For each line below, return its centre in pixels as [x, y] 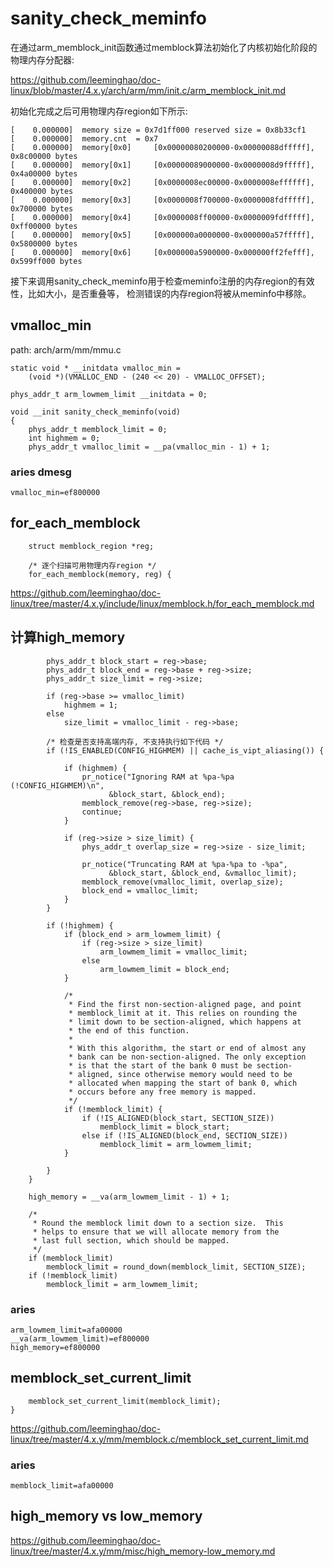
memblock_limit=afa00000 [62, 1486]
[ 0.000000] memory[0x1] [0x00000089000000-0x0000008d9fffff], [162, 165]
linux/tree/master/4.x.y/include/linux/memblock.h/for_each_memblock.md [162, 603]
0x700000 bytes [42, 208]
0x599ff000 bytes [46, 261]
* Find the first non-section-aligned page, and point [185, 1004]
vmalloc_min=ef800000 [55, 493]
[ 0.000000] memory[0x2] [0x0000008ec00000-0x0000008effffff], [162, 182]
